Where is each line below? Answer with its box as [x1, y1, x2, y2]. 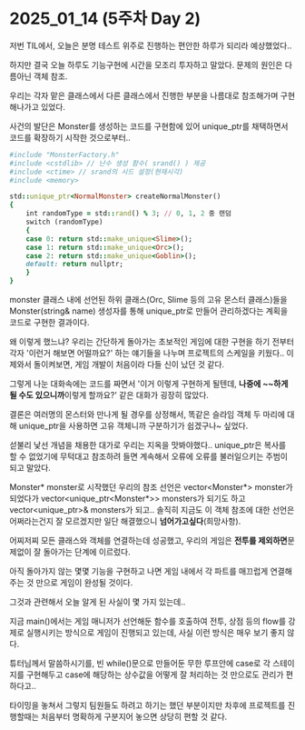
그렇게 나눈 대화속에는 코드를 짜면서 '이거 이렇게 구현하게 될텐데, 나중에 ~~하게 [9, 378, 289, 389]
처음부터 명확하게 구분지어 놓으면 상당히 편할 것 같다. [40, 711, 228, 723]
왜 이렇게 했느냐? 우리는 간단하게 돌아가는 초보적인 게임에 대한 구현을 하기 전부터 [9, 336, 295, 347]
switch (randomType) [25, 217, 103, 227]
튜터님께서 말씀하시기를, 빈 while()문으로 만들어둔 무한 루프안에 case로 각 [9, 658, 271, 669]
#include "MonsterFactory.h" [9, 150, 120, 159]
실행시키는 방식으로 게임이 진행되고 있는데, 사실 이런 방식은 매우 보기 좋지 [25, 627, 286, 638]
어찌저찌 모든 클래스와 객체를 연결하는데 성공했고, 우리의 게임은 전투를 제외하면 [9, 535, 288, 546]
